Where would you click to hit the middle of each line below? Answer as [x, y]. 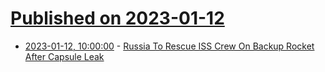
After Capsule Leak [64, 56]
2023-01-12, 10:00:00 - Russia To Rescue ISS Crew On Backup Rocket [169, 46]
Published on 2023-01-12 [117, 18]
